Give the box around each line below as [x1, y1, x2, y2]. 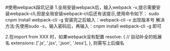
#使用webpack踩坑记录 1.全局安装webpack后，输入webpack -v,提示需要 [5, 4, 156, 10]
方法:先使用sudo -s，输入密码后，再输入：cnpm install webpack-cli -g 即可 [5, 23, 162, 29]
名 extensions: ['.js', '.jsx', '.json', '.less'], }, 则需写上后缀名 [5, 40, 125, 46]
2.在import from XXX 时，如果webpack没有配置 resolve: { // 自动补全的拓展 [5, 34, 162, 39]
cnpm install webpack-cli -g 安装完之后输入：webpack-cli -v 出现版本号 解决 [5, 17, 165, 22]
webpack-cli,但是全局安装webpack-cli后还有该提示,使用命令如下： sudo [9, 10, 159, 16]
